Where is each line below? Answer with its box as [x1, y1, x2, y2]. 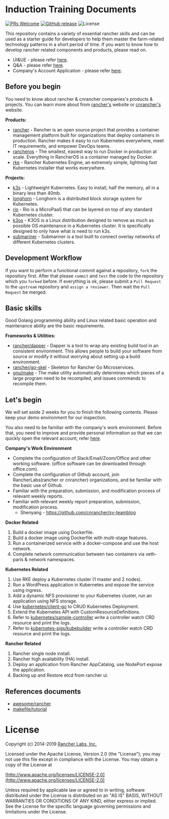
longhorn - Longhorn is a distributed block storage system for [12, 195, 143, 202]
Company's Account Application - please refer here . [12, 68, 123, 74]
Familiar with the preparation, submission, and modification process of [12, 488, 161, 494]
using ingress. [12, 587, 42, 593]
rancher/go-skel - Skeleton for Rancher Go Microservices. [12, 364, 135, 370]
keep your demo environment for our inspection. [5, 414, 107, 420]
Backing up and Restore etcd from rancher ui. [12, 672, 108, 678]
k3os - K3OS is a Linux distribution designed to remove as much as [12, 217, 154, 223]
